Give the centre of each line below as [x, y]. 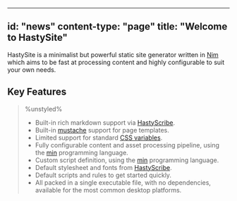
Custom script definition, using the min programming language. [127, 160]
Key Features [37, 92]
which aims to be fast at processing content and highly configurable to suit [116, 62]
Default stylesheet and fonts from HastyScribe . [103, 167]
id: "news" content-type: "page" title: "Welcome [117, 26]
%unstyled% [43, 109]
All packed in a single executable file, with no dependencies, [123, 182]
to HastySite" [38, 38]
